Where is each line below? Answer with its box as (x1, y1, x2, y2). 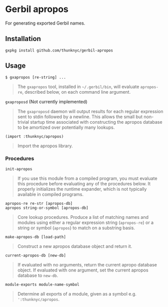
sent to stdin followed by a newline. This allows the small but (17, 114, 143, 120)
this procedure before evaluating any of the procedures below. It (17, 180, 151, 186)
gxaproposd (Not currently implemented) (5, 99, 88, 105)
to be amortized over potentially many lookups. (17, 124, 115, 130)
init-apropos (5, 166, 33, 171)
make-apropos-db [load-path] (5, 234, 66, 239)
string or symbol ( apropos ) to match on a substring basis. (17, 224, 135, 231)
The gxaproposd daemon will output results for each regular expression (17, 108, 164, 114)
